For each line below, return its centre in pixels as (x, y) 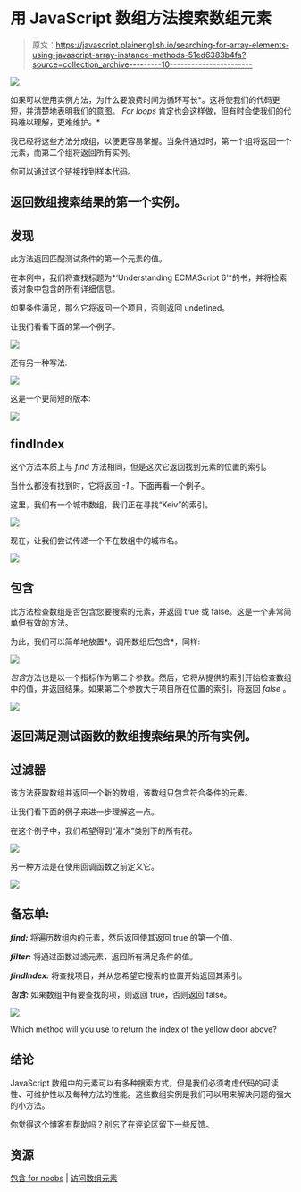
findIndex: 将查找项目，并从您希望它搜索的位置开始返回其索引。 (129, 975)
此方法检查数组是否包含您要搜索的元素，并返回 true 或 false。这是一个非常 (147, 611)
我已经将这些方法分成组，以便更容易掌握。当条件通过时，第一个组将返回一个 (151, 140)
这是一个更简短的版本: (51, 398)
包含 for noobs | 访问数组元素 (64, 1179)
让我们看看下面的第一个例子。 (65, 327)
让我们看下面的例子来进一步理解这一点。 (84, 812)
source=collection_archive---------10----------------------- (142, 64)
